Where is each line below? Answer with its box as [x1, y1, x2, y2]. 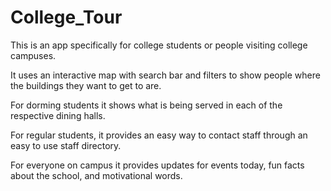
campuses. [10, 49, 57, 61]
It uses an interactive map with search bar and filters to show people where [10, 69, 321, 81]
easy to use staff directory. [10, 139, 122, 151]
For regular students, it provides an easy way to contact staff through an [10, 129, 308, 141]
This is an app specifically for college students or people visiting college [10, 39, 308, 51]
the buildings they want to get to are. [10, 79, 162, 91]
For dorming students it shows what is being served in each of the [10, 99, 283, 111]
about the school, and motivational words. [10, 169, 183, 181]
